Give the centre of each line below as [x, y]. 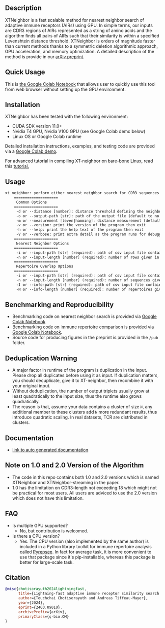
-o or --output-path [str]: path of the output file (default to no [88, 216]
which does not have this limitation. [48, 498]
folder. [19, 343]
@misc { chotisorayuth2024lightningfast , [46, 589]
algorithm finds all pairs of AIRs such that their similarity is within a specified [82, 35]
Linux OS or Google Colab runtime [47, 137]
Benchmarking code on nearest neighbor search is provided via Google [84, 316]
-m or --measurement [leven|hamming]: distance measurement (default [89, 221]
